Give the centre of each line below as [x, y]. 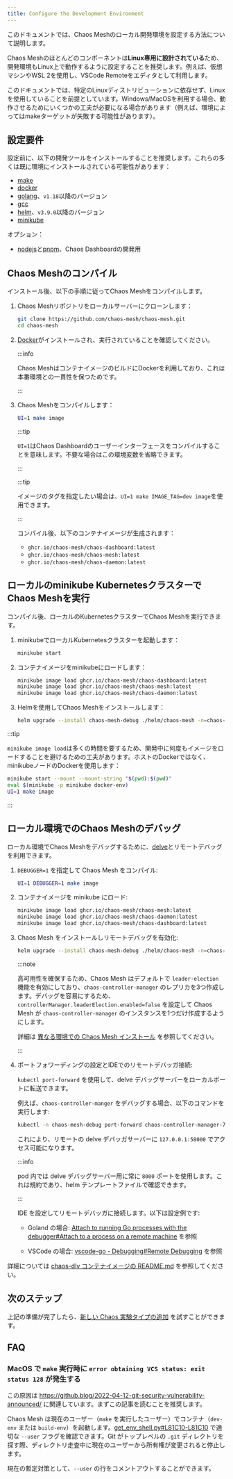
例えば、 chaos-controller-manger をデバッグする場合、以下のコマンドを [121, 1103]
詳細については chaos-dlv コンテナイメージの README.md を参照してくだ [113, 1266]
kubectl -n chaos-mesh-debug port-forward [79, 1125]
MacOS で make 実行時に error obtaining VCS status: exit [106, 1368]
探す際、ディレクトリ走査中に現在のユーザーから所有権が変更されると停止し [116, 1445]
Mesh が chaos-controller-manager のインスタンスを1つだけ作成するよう [121, 1013]
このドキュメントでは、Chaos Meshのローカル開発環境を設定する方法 [107, 34]
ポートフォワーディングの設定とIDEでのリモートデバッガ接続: [105, 1065]
